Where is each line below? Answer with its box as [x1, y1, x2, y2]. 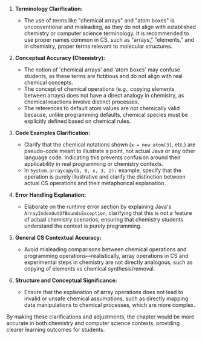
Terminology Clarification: [15, 5, 83, 12]
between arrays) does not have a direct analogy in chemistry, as [24, 92, 184, 99]
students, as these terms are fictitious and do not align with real [24, 73, 183, 79]
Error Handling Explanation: [15, 191, 86, 199]
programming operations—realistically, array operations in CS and [24, 252, 189, 259]
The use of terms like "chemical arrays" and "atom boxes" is [24, 17, 175, 24]
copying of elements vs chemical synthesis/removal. [24, 265, 155, 272]
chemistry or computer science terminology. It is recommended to [24, 30, 189, 37]
